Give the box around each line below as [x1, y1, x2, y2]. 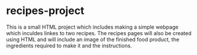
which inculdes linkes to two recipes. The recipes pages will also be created [6, 29, 192, 36]
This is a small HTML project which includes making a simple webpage [6, 23, 179, 30]
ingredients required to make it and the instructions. [6, 42, 132, 49]
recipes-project [6, 4, 85, 18]
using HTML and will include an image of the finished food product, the [6, 36, 179, 43]
